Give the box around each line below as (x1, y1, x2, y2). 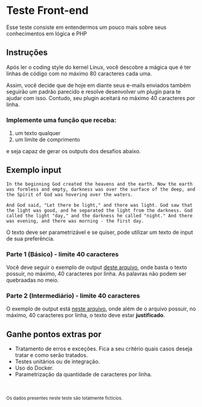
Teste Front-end (6, 4, 89, 17)
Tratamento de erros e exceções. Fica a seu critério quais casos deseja (14, 345, 193, 353)
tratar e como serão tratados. (14, 352, 88, 359)
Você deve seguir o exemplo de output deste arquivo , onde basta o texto (6, 263, 188, 271)
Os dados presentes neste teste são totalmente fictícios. (6, 396, 123, 402)
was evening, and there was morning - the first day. (6, 218, 145, 224)
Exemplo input (6, 165, 62, 175)
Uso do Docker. (14, 364, 54, 371)
